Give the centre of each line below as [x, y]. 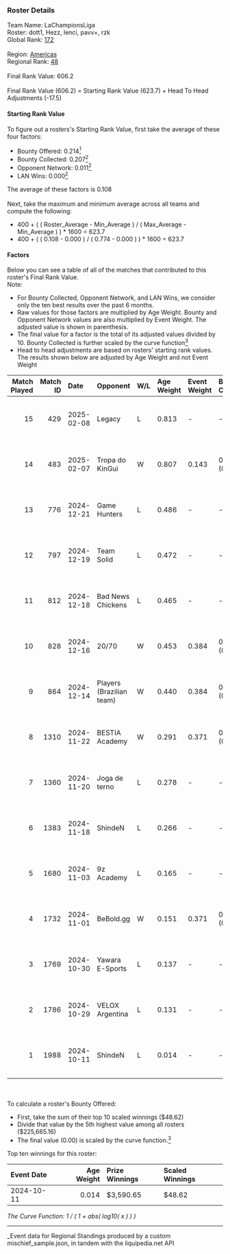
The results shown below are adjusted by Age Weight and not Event [113, 357]
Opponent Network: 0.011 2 [54, 167]
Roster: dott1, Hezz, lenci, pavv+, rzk [59, 32]
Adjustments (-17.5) [34, 98]
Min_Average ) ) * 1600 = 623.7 [61, 232]
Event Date [29, 1174]
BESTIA [109, 733]
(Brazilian [112, 691]
